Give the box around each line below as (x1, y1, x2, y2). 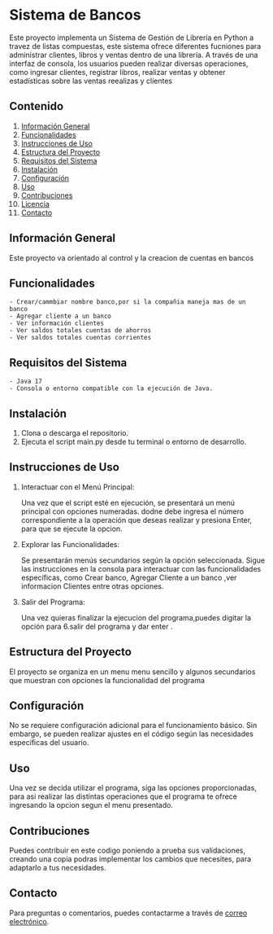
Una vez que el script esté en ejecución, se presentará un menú (20, 498, 235, 507)
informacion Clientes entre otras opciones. (20, 581, 164, 591)
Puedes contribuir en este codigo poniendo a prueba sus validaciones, (9, 845, 246, 856)
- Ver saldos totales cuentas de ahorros (9, 327, 152, 335)
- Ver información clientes (9, 319, 105, 327)
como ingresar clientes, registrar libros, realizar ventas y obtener (9, 67, 226, 77)
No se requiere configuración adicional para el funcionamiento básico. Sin (9, 721, 258, 730)
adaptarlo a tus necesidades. (9, 863, 106, 873)
